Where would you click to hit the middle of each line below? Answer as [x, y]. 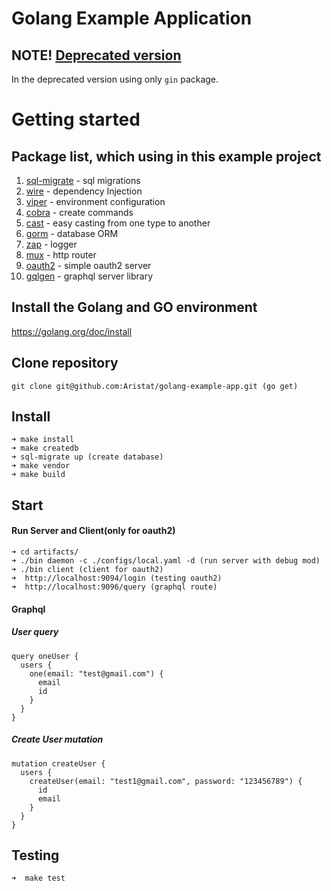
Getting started [76, 119]
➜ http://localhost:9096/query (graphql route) [114, 587]
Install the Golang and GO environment [134, 307]
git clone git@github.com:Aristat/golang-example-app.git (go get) [155, 386]
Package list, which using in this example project [166, 156]
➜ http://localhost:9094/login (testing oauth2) [117, 578]
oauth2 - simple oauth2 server [88, 265]
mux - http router [61, 255]
